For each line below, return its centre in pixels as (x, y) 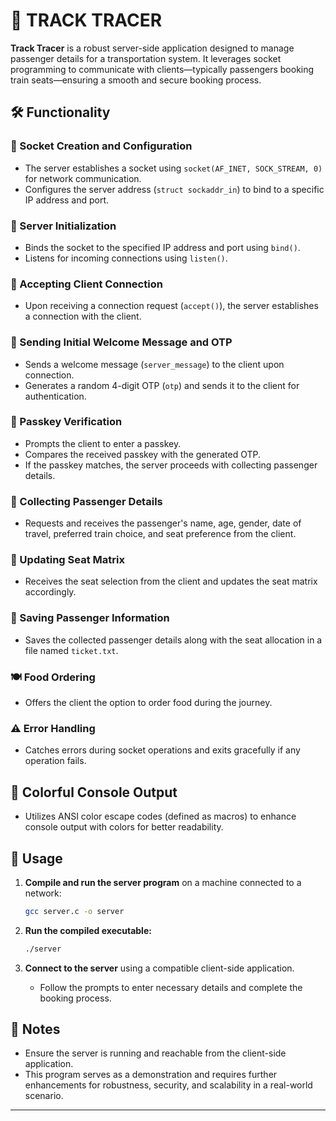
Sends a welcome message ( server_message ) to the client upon (154, 364)
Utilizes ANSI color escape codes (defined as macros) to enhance (160, 816)
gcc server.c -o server (74, 911)
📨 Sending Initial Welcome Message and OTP (121, 342)
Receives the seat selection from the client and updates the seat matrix (171, 581)
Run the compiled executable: (88, 930)
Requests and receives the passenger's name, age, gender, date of (163, 523)
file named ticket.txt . (71, 650)
